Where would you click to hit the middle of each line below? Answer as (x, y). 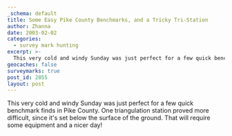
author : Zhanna (29, 26)
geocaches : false (32, 65)
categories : (24, 39)
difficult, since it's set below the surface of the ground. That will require (109, 118)
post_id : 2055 (28, 77)
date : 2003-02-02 (32, 33)
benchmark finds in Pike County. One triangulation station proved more (108, 111)
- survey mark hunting (46, 45)
